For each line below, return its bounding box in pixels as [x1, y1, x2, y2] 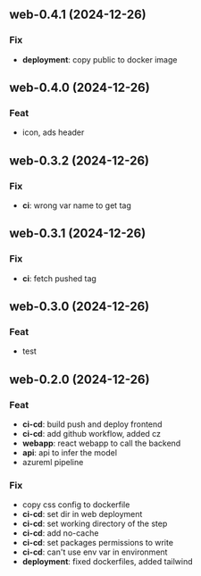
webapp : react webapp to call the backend [21, 438, 181, 449]
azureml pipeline [21, 457, 84, 468]
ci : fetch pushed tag [21, 272, 96, 284]
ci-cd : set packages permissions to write [21, 538, 174, 548]
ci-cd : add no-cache [21, 528, 99, 538]
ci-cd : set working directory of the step [21, 518, 168, 530]
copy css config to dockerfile [21, 499, 130, 510]
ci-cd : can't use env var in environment [21, 547, 168, 557]
